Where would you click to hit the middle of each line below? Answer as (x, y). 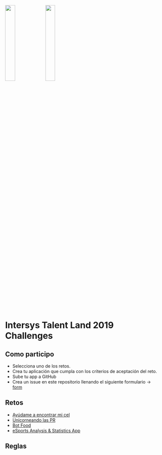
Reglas (16, 446)
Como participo (30, 354)
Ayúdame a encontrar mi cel (41, 415)
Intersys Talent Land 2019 (59, 325)
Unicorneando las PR (34, 420)
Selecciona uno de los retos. (41, 366)
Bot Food (22, 425)
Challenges (29, 336)
